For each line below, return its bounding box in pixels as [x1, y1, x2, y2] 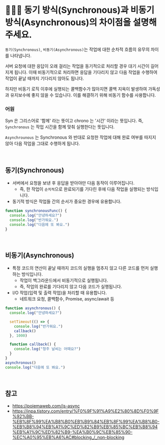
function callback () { [9, 342, 56, 347]
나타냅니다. [10, 52, 32, 58]
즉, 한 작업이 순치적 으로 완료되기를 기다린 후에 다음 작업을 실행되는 [19, 186, 145, 192]
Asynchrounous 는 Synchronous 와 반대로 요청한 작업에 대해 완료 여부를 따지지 [5, 134, 157, 141]
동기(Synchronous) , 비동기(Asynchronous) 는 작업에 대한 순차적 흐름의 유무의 [5, 46, 150, 52]
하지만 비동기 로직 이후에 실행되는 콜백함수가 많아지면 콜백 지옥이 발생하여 [5, 86, 147, 92]
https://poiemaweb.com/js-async [12, 403, 80, 408]
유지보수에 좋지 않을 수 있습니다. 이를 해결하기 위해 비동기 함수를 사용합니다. [10, 92, 156, 98]
